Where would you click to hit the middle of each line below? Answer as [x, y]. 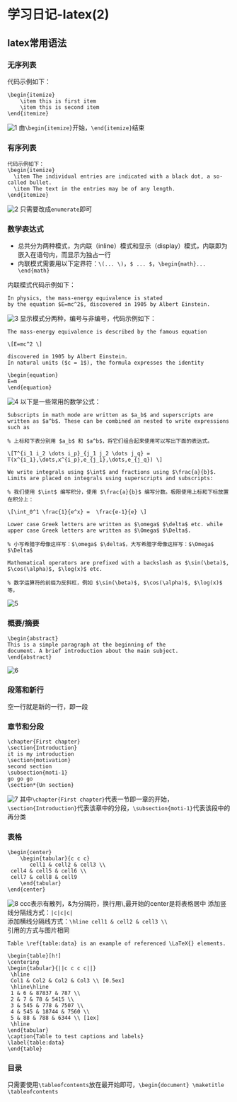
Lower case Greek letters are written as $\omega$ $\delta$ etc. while [115, 525]
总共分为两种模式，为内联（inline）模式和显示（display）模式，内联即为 [122, 246]
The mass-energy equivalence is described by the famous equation [107, 332]
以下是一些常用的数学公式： [60, 402]
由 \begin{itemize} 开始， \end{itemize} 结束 [82, 127]
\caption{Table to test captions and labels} [75, 1036]
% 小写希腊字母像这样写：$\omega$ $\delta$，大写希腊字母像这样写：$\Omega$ [111, 545]
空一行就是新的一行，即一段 [48, 707]
